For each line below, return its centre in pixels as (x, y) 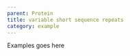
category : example (33, 26)
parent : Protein (30, 13)
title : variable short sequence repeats (66, 20)
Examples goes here (36, 46)
